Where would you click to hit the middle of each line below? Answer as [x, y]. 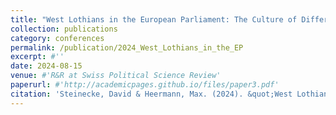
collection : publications [64, 29]
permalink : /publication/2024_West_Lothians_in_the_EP [127, 47]
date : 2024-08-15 [46, 66]
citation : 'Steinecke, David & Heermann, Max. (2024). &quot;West [151, 94]
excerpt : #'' [37, 57]
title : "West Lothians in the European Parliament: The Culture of [154, 19]
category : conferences [57, 38]
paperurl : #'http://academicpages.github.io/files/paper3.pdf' [145, 85]
